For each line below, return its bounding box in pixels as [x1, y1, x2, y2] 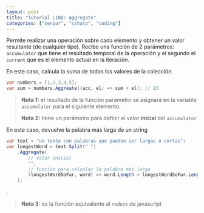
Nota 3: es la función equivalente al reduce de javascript [21, 200, 162, 208]
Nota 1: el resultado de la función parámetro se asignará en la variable [21, 96, 197, 104]
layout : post [6, 8, 39, 15]
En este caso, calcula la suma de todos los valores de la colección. [6, 68, 174, 75]
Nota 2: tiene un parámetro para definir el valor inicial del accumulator [21, 115, 197, 122]
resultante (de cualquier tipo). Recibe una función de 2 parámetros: [6, 43, 175, 50]
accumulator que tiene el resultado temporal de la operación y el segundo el [6, 50, 196, 57]
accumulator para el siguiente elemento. [21, 103, 121, 110]
